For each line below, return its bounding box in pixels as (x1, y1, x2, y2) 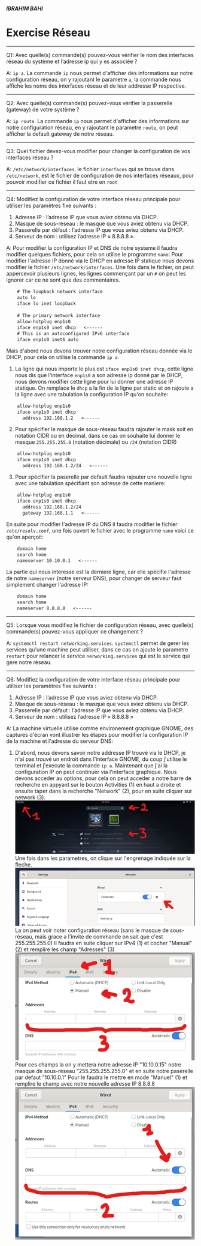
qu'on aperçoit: (6, 533, 44, 540)
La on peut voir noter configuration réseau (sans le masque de (14, 927, 169, 934)
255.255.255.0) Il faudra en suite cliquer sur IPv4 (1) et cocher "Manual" (14, 940, 193, 947)
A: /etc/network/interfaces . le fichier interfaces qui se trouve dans (6, 165, 175, 172)
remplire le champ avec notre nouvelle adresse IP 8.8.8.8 (14, 1080, 156, 1087)
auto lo (17, 294, 36, 300)
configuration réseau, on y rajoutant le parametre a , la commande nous (6, 76, 181, 83)
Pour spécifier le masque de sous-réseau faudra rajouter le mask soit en (14, 425, 193, 432)
